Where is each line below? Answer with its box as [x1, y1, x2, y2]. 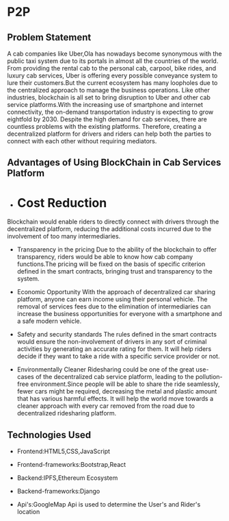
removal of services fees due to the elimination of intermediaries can [16, 302, 211, 311]
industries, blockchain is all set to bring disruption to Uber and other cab [7, 93, 211, 101]
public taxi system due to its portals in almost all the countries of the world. [7, 57, 219, 65]
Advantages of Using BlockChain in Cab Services [7, 157, 221, 169]
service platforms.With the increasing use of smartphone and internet [7, 101, 204, 108]
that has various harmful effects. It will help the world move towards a [16, 395, 214, 403]
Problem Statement [7, 32, 92, 43]
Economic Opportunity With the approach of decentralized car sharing [16, 288, 216, 296]
